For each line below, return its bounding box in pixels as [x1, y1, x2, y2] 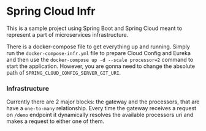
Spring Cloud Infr [6, 4, 96, 18]
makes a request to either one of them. [6, 118, 105, 125]
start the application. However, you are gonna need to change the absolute [6, 62, 195, 70]
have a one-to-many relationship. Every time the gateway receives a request [6, 105, 197, 112]
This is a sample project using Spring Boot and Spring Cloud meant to [6, 24, 183, 32]
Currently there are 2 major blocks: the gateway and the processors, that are [6, 98, 200, 105]
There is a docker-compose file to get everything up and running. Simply [6, 43, 190, 50]
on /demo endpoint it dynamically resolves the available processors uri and [6, 111, 194, 119]
